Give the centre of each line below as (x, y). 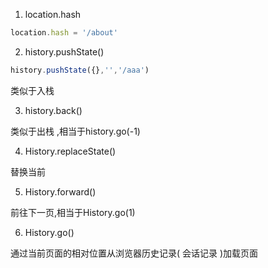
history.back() (53, 110)
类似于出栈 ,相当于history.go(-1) (75, 131)
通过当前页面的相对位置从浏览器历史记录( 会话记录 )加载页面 (134, 253)
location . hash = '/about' (64, 33)
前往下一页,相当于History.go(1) (73, 212)
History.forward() (60, 191)
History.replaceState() (70, 151)
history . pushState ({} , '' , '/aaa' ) (80, 70)
